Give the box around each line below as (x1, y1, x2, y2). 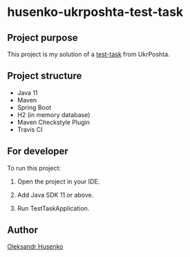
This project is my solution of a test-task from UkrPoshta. (7, 50, 171, 58)
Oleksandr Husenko (7, 242, 64, 251)
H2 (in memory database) (17, 110, 91, 118)
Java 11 (17, 88, 38, 97)
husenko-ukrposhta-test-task (7, 4, 184, 20)
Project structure (7, 70, 82, 82)
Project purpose (7, 32, 78, 44)
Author (7, 224, 38, 236)
